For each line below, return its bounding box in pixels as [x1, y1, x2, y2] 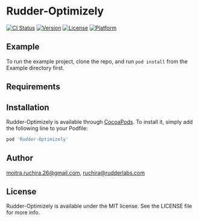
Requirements [6, 82, 60, 92]
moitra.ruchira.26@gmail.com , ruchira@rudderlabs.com [6, 169, 145, 176]
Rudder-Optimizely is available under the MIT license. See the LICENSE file [6, 202, 192, 210]
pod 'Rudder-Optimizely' [6, 136, 69, 143]
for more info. [6, 209, 40, 216]
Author [6, 153, 33, 164]
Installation [6, 102, 49, 112]
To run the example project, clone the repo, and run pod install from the [6, 57, 188, 65]
